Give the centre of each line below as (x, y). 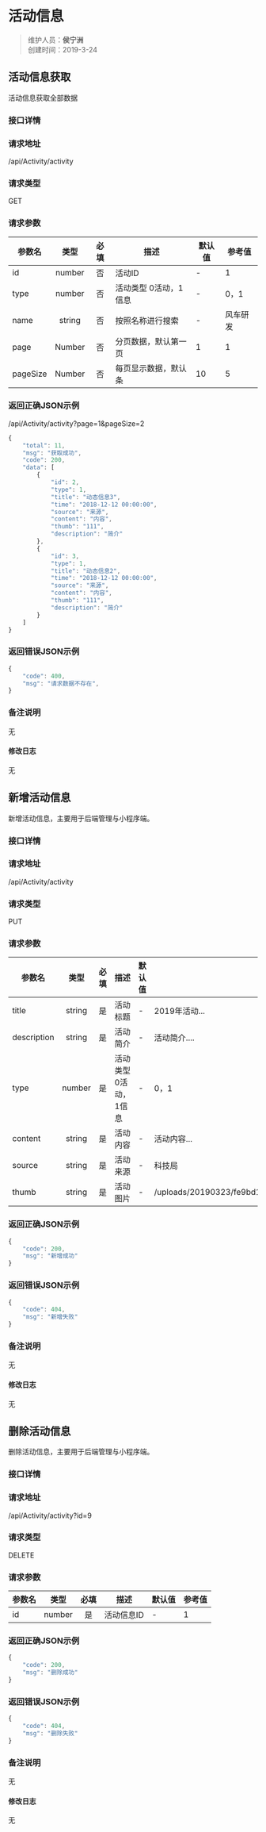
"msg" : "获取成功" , (52, 453)
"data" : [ (39, 468)
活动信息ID (124, 1615)
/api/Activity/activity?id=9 (50, 1515)
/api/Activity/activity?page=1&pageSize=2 (76, 423)
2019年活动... (180, 1011)
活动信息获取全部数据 (43, 98)
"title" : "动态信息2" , (85, 571)
